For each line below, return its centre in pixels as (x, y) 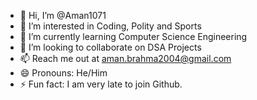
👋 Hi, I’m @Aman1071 (63, 15)
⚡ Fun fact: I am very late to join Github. (101, 84)
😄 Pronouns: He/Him (63, 73)
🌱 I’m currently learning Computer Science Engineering (133, 36)
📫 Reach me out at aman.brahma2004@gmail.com (125, 58)
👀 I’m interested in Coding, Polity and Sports (110, 26)
